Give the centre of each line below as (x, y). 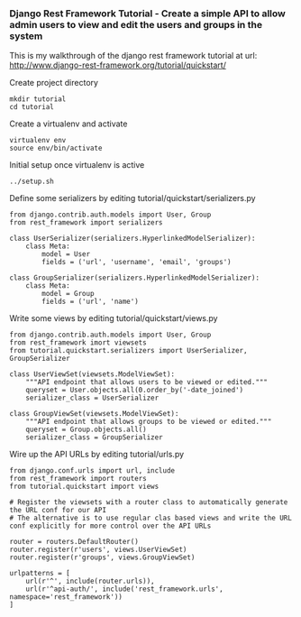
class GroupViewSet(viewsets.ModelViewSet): (94, 414)
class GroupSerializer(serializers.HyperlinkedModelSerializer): (134, 278)
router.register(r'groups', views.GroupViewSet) (102, 557)
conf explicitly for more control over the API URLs (110, 526)
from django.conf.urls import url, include (92, 471)
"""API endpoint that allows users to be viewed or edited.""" (147, 382)
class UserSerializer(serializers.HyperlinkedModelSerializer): (132, 239)
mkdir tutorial (38, 99)
